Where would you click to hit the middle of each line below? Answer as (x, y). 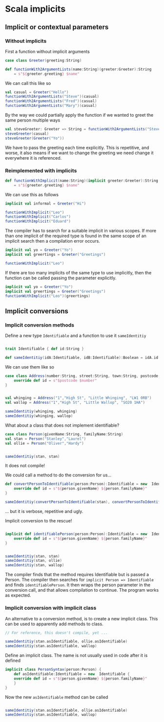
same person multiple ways (33, 120)
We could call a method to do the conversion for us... (58, 475)
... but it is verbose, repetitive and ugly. (44, 511)
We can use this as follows (32, 194)
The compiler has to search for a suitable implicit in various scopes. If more (81, 231)
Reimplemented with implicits (41, 170)
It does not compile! (25, 466)
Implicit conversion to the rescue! (39, 520)
